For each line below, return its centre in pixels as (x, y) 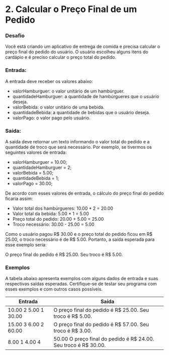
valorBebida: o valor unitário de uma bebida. (58, 107)
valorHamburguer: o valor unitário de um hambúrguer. (68, 91)
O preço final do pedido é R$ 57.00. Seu (101, 324)
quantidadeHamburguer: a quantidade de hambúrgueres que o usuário (86, 96)
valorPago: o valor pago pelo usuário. (51, 118)
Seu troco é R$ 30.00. (80, 345)
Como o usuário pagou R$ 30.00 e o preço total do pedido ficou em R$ (79, 234)
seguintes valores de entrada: (36, 152)
